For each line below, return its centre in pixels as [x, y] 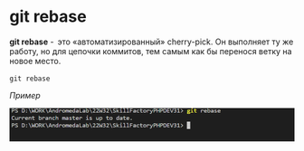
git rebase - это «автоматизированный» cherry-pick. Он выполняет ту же [152, 42]
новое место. [35, 61]
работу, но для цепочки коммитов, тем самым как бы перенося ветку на [151, 51]
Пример [25, 95]
